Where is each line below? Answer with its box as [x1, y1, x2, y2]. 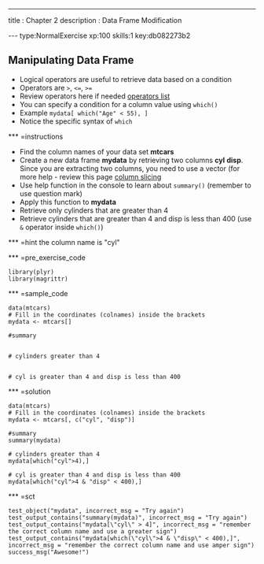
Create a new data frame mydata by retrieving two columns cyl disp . [19, 155, 244, 165]
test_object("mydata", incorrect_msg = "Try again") [8, 506, 185, 514]
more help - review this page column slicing [19, 172, 162, 181]
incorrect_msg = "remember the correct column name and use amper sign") [8, 541, 255, 549]
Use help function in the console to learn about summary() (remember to [19, 180, 251, 190]
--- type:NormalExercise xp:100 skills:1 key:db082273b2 [8, 31, 191, 40]
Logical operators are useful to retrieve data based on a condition [19, 74, 232, 83]
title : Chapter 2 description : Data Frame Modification [8, 16, 182, 24]
